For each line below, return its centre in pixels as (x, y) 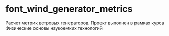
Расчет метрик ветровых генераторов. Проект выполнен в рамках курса (85, 23)
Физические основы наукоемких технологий (54, 28)
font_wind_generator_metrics (69, 9)
